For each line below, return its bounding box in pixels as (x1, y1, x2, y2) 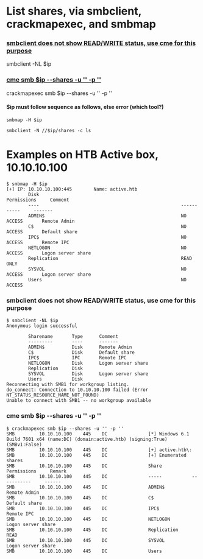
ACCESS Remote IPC (6, 239, 69, 245)
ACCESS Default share (6, 228, 78, 235)
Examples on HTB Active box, (6, 148, 158, 162)
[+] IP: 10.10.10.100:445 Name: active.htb (6, 186, 138, 192)
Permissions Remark (6, 468, 67, 474)
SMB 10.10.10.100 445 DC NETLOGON (6, 516, 171, 522)
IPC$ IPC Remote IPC (28, 355, 127, 361)
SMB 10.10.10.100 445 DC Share (6, 463, 163, 469)
